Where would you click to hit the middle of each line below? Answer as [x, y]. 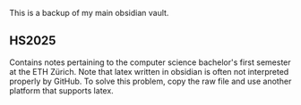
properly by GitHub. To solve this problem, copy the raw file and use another [150, 81]
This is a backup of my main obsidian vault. [89, 13]
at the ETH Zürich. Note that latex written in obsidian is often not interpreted [149, 71]
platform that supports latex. [61, 90]
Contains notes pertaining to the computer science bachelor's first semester [150, 62]
